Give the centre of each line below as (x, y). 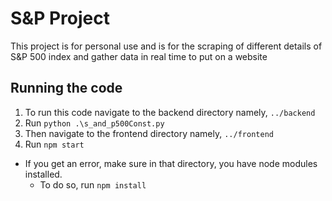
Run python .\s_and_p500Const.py (94, 123)
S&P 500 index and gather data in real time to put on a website (139, 56)
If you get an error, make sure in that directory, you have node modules (171, 163)
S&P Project (60, 18)
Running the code (66, 88)
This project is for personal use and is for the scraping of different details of (166, 46)
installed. (43, 174)
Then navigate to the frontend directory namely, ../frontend (149, 133)
